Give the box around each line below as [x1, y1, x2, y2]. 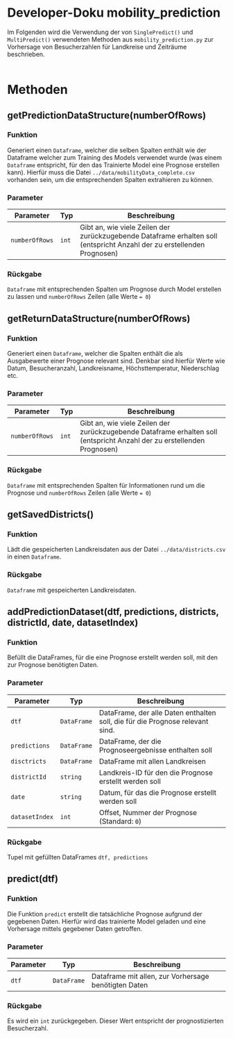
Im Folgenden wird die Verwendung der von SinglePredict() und [7, 28, 193, 36]
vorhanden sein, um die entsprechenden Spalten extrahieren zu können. [7, 175, 214, 183]
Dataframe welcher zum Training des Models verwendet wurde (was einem [7, 153, 223, 161]
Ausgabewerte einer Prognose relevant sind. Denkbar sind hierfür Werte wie [7, 356, 225, 365]
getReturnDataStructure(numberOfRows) [7, 313, 191, 324]
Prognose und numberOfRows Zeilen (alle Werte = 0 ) [7, 488, 151, 497]
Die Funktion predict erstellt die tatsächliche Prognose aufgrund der [7, 909, 202, 918]
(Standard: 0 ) [98, 816, 142, 826]
